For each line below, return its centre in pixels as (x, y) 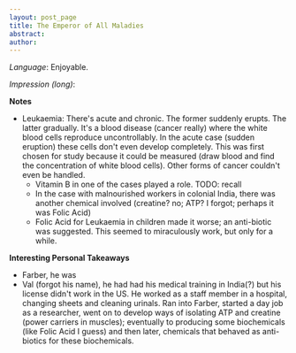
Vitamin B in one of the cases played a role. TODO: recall (138, 184)
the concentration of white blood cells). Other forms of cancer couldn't (151, 165)
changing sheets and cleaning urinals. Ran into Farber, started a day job (152, 303)
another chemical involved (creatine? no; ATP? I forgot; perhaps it (154, 203)
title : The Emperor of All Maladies (76, 26)
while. (46, 241)
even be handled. (53, 175)
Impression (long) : (42, 84)
